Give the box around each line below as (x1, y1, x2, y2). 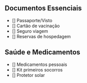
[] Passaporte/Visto (12, 17, 52, 23)
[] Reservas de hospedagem (12, 33, 71, 39)
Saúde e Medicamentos (5, 48, 80, 57)
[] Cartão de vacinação (12, 23, 60, 29)
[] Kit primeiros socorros (12, 66, 63, 72)
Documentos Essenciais (5, 4, 82, 13)
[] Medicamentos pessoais (12, 61, 67, 67)
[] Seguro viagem (12, 28, 48, 34)
